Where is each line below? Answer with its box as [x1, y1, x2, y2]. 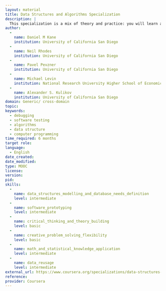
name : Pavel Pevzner [14, 62, 56, 67]
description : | [5, 16, 37, 21]
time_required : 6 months [5, 136, 56, 141]
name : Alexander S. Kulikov [14, 90, 72, 95]
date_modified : [5, 159, 37, 164]
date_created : [5, 154, 35, 159]
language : [5, 145, 26, 150]
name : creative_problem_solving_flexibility [14, 233, 107, 238]
